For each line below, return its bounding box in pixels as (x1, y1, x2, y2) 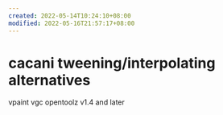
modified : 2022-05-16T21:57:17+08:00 (8, 19, 135, 27)
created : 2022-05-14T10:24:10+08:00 (8, 11, 131, 20)
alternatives (8, 71, 91, 89)
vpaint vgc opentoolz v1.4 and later (8, 97, 125, 107)
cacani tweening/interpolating (8, 54, 216, 72)
